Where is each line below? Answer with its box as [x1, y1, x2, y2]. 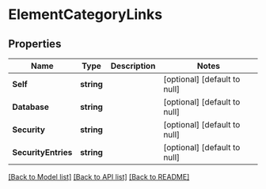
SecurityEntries [12, 147, 73, 157]
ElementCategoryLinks [8, 6, 163, 24]
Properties [8, 37, 62, 51]
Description [110, 61, 156, 71]
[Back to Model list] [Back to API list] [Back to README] [8, 172, 190, 181]
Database [12, 101, 50, 112]
